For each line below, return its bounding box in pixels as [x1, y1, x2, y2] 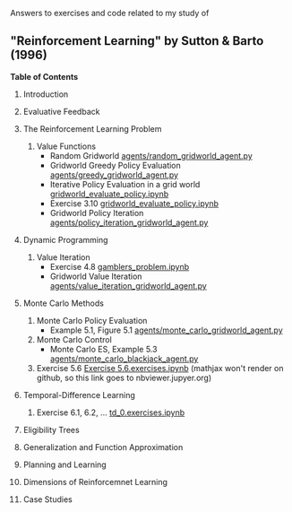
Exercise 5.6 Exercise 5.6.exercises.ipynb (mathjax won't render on [36, 362, 284, 373]
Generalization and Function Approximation [22, 441, 184, 452]
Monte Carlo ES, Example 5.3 [49, 343, 158, 354]
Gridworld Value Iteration [49, 271, 142, 282]
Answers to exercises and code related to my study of [10, 8, 210, 18]
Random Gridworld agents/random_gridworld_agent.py [49, 150, 253, 161]
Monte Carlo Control [36, 334, 113, 344]
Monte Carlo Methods [22, 298, 104, 308]
